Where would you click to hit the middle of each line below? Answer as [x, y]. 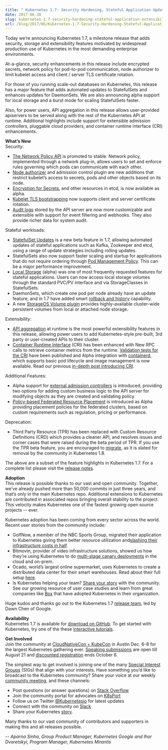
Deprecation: [18, 422]
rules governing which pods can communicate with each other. [77, 167]
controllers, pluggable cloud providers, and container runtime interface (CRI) [84, 126]
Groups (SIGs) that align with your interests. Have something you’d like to [80, 670]
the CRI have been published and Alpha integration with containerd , [82, 355]
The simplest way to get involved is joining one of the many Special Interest [83, 665]
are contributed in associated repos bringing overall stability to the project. [82, 499]
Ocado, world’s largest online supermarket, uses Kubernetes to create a [86, 567]
